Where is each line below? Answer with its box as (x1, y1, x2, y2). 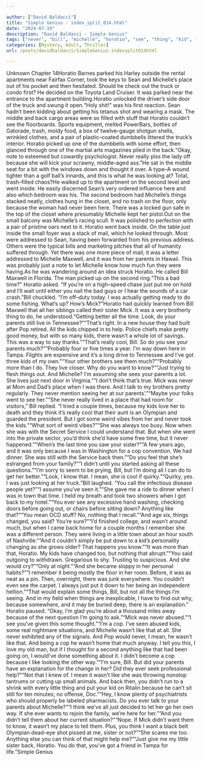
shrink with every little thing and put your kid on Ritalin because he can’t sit (6, 684, 192, 691)
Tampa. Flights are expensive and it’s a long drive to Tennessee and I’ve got (6, 351, 194, 359)
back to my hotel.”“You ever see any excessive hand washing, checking (6, 498, 185, 506)
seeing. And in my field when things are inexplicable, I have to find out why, (6, 594, 194, 601)
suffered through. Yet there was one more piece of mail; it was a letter (6, 248, 179, 256)
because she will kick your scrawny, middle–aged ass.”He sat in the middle (6, 159, 192, 166)
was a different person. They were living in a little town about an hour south (6, 530, 194, 537)
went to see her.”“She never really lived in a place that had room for (6, 396, 174, 403)
